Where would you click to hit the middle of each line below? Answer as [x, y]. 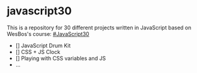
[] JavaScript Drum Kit [43, 45]
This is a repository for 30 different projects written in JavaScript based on [99, 28]
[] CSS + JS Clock [38, 51]
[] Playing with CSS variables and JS [61, 58]
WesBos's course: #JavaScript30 [48, 34]
